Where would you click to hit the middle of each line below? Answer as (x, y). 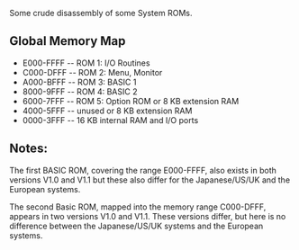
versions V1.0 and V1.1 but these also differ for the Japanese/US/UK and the (150, 180)
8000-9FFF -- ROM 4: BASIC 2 (80, 91)
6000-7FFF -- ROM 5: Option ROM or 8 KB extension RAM (131, 101)
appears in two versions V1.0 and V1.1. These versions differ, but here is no (148, 216)
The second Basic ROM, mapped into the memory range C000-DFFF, (138, 207)
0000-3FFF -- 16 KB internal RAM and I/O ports (110, 120)
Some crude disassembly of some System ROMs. (101, 13)
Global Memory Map (68, 41)
